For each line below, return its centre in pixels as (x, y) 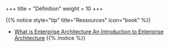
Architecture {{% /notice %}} (50, 38)
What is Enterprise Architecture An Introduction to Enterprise (89, 32)
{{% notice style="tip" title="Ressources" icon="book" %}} (78, 20)
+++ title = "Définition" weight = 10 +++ (54, 9)
